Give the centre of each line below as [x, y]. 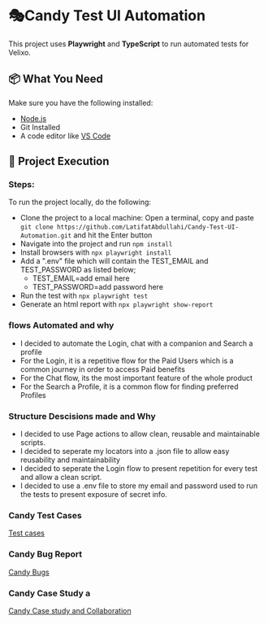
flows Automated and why [61, 325]
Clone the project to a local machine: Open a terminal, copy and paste [137, 218]
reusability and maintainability [70, 460]
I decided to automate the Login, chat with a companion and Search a [136, 343]
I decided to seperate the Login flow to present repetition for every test [139, 469]
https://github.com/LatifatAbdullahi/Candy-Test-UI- [148, 227]
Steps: [22, 185]
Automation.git [46, 236]
